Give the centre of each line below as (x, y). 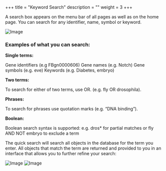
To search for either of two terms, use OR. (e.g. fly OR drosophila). (73, 89)
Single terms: (19, 55)
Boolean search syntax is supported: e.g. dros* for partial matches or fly (79, 128)
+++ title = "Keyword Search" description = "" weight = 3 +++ (69, 7)
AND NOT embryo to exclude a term (42, 133)
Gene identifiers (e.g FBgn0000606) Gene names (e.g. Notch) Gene (75, 65)
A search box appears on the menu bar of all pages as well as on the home (82, 17)
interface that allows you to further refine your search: (61, 154)
